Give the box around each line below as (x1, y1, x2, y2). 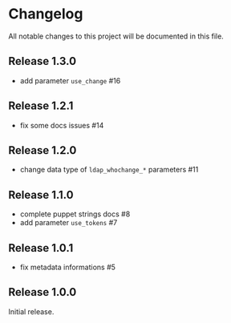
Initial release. (8, 306, 55, 317)
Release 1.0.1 (8, 241, 74, 255)
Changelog (8, 5, 83, 23)
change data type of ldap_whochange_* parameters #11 (19, 165, 199, 175)
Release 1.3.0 (8, 55, 77, 68)
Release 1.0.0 (8, 285, 77, 299)
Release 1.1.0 (8, 188, 74, 201)
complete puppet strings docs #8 (19, 209, 131, 219)
